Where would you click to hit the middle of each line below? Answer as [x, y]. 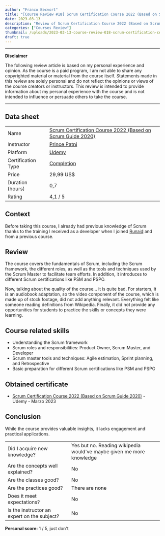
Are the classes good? [33, 480]
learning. [14, 315]
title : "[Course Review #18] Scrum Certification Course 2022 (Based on [81, 14]
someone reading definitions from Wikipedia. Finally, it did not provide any [80, 305]
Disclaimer [16, 56]
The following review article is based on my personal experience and [75, 65]
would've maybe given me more [108, 451]
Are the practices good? [35, 488]
